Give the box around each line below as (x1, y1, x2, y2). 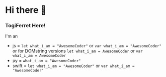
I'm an (5, 33, 18, 39)
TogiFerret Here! (5, 22, 46, 29)
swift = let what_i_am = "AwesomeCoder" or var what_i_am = (12, 63, 135, 69)
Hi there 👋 (5, 4, 46, 16)
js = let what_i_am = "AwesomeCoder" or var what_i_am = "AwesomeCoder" (12, 43, 162, 49)
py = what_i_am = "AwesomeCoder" (12, 58, 81, 64)
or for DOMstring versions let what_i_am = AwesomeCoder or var (12, 48, 143, 54)
